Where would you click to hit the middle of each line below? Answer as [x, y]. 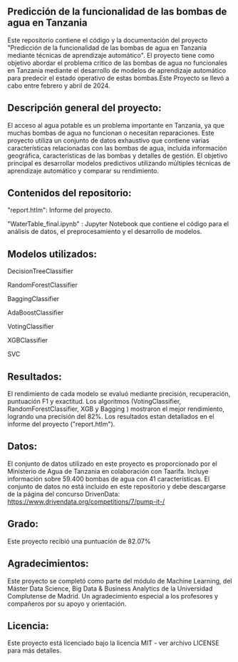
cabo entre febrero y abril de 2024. [59, 86]
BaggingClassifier [33, 299]
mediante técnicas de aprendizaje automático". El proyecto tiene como [111, 55]
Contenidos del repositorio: [69, 193]
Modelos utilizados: [52, 254]
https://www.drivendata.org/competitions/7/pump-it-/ [86, 501]
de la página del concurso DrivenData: [63, 494]
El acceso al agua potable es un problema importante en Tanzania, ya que [116, 125]
